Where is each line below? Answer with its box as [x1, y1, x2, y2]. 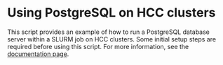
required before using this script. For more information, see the [7, 42, 189, 50]
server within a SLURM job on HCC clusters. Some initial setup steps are [7, 35, 216, 43]
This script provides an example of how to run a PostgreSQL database [7, 28, 210, 36]
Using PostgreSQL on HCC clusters [7, 5, 216, 21]
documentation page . [7, 50, 69, 58]
